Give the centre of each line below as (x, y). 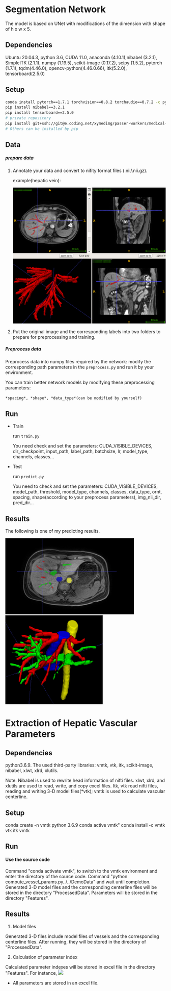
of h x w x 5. (18, 29)
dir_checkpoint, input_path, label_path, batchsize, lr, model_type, (80, 451)
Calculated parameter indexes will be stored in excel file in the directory (80, 967)
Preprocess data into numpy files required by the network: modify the (78, 362)
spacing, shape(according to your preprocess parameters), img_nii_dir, (87, 497)
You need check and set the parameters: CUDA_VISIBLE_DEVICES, (82, 446)
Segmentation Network (55, 9)
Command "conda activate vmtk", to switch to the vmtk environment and (81, 871)
